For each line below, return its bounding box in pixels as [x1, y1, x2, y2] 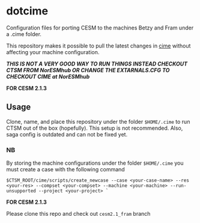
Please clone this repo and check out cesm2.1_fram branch [6, 210, 151, 218]
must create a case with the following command [6, 166, 125, 173]
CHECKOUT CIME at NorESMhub [6, 73, 90, 80]
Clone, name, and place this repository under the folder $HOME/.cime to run [6, 118, 190, 125]
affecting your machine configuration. [6, 48, 100, 55]
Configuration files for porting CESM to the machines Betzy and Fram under [6, 24, 194, 31]
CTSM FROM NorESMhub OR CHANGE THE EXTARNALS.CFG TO [6, 66, 170, 73]
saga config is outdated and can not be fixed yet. [6, 130, 128, 138]
